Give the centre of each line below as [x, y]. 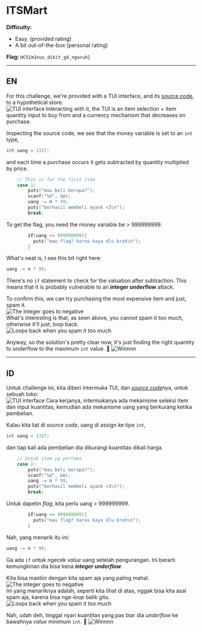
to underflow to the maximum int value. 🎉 [58, 349]
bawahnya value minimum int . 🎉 [47, 621]
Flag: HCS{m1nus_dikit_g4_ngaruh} [48, 57]
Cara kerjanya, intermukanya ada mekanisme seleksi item [117, 401]
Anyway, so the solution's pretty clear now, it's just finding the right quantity [100, 342]
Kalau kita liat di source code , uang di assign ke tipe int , [76, 425]
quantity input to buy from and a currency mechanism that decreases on [96, 115]
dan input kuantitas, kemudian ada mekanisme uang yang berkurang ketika [99, 407]
